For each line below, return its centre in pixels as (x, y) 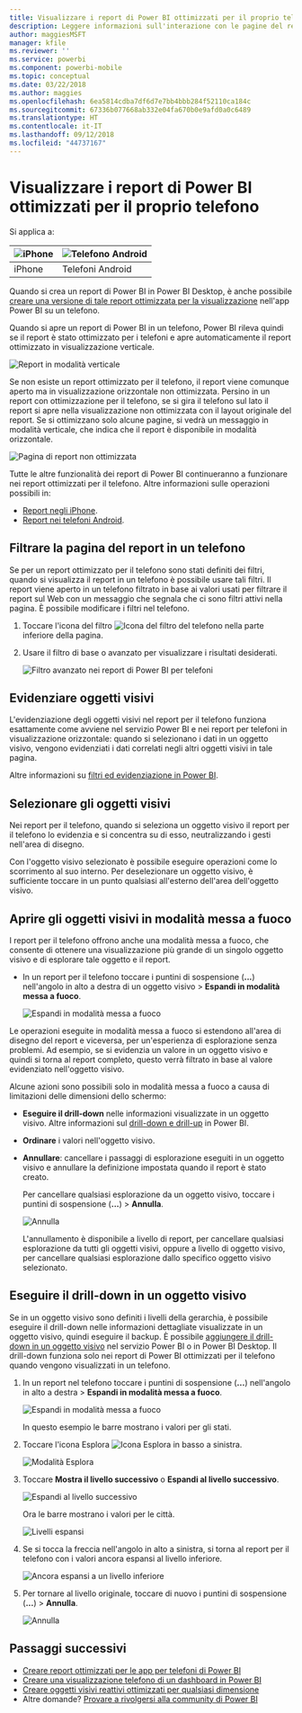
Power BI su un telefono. (55, 310)
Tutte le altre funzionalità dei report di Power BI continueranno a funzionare (148, 474)
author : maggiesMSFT (48, 34)
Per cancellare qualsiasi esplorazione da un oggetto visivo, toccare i (148, 1194)
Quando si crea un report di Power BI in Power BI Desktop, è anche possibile (151, 291)
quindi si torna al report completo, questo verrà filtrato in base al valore (141, 1059)
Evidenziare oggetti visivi (82, 698)
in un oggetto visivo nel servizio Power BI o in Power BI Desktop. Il (154, 1346)
